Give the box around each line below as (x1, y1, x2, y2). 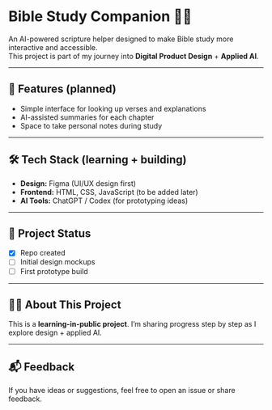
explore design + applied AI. (8, 328, 103, 338)
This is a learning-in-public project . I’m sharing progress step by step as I (8, 319, 257, 329)
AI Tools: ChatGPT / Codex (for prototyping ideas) (19, 196, 189, 205)
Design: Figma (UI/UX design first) (19, 178, 136, 188)
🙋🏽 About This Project (8, 298, 121, 311)
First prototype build (19, 266, 89, 276)
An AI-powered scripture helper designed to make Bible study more (8, 34, 234, 44)
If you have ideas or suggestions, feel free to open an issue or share (8, 386, 236, 395)
